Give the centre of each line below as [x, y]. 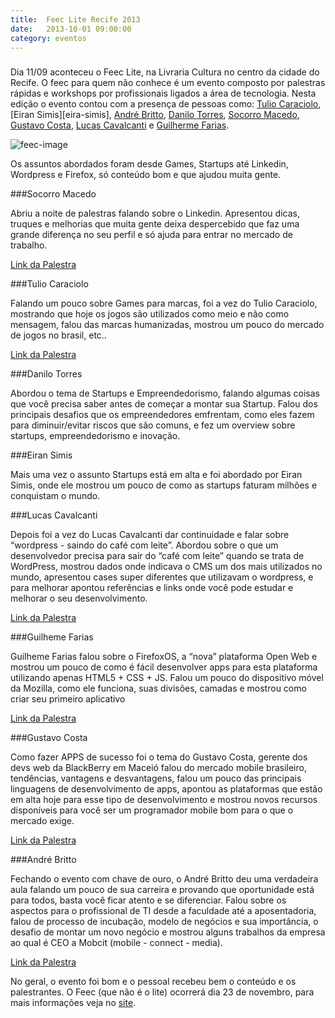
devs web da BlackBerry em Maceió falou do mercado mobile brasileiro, [158, 768]
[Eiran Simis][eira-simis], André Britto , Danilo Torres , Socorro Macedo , [155, 115]
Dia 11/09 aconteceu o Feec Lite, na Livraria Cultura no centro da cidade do [165, 72]
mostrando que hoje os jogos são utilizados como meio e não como [150, 314]
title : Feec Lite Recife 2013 [75, 19]
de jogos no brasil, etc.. [58, 335]
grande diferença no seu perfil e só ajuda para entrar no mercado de [151, 235]
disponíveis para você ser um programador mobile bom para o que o [152, 810]
